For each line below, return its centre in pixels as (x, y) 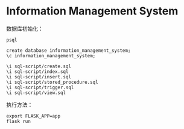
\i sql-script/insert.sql (39, 77)
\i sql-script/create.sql (39, 66)
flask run (19, 121)
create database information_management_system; (68, 50)
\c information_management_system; (51, 55)
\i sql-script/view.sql (36, 93)
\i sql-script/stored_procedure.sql (52, 82)
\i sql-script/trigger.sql (40, 87)
